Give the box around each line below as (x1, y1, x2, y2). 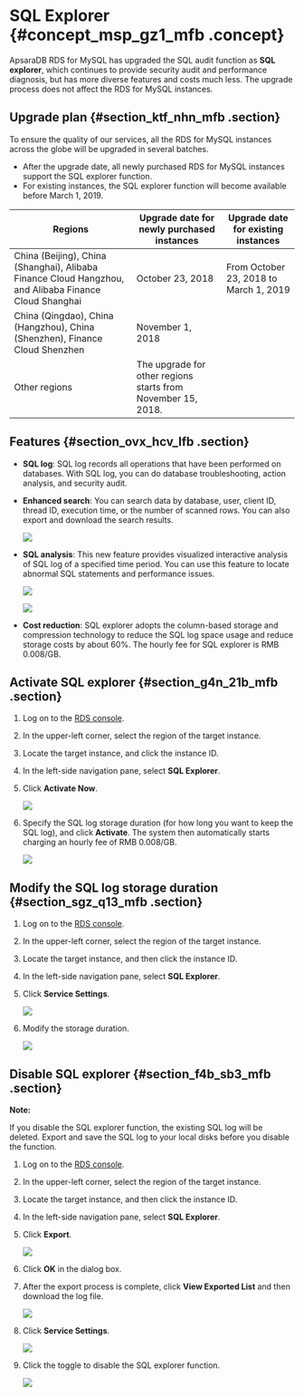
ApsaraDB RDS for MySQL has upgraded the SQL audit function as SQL (9, 54, 276, 65)
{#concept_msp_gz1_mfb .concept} (9, 24, 285, 45)
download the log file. (22, 1291, 104, 1301)
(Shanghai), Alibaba (14, 260, 99, 273)
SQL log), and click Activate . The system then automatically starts (22, 827, 270, 838)
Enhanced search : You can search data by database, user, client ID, (22, 495, 277, 505)
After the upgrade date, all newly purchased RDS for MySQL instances (22, 160, 285, 172)
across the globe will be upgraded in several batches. (9, 143, 210, 154)
